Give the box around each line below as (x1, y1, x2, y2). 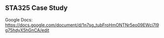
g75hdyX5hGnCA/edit (5, 27, 49, 33)
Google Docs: (5, 17, 33, 22)
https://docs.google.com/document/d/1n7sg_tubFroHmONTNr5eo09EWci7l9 (5, 22, 159, 28)
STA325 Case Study (5, 4, 68, 12)
